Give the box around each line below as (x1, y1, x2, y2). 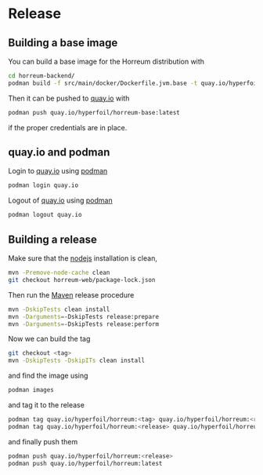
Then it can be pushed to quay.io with (8, 93, 130, 103)
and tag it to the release (8, 400, 85, 409)
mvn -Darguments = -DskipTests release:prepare (8, 312, 159, 320)
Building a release (8, 232, 98, 246)
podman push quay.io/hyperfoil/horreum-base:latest (8, 108, 180, 116)
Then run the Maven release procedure (8, 290, 135, 299)
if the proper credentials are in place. (8, 122, 128, 132)
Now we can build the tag (8, 334, 91, 344)
